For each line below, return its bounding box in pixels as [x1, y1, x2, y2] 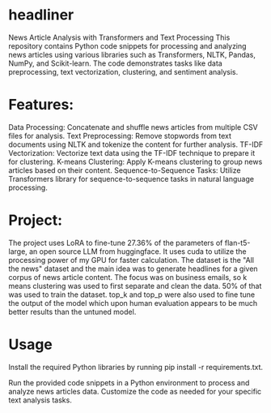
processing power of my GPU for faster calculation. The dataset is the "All [8, 255, 255, 265]
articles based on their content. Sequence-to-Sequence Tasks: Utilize [8, 165, 241, 175]
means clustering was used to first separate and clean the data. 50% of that [8, 281, 262, 290]
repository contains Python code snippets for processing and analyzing [8, 41, 247, 50]
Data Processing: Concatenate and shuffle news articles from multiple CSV [8, 122, 259, 131]
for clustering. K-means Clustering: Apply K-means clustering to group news [8, 157, 263, 166]
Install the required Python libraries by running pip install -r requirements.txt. [8, 362, 264, 372]
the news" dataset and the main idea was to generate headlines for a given [8, 264, 258, 273]
